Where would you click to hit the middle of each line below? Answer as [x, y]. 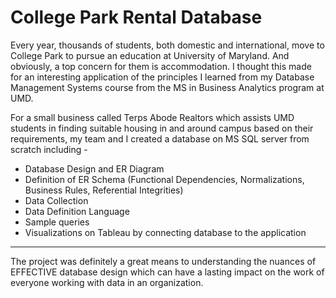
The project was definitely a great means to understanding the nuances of [163, 261]
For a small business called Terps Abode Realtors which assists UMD [152, 117]
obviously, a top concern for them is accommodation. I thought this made [161, 66]
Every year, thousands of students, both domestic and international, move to [167, 45]
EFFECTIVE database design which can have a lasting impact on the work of [167, 272]
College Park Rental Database [136, 17]
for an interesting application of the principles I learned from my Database [162, 77]
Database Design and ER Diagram [94, 168]
